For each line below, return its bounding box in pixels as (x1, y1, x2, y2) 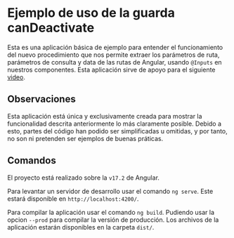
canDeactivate (7, 20, 95, 36)
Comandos (7, 154, 56, 166)
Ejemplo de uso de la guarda (7, 5, 176, 21)
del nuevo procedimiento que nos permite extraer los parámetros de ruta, (7, 51, 220, 59)
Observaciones (7, 93, 76, 105)
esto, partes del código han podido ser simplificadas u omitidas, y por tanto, (7, 126, 228, 135)
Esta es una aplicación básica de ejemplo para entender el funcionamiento (7, 43, 223, 51)
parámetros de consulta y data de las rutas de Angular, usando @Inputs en (7, 58, 223, 66)
